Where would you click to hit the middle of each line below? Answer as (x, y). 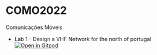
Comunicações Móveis (34, 27)
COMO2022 (36, 11)
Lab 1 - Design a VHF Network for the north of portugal (83, 39)
